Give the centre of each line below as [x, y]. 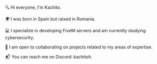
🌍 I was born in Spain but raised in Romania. [50, 19]
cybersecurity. [20, 38]
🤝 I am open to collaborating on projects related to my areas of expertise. [79, 47]
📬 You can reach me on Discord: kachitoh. [49, 57]
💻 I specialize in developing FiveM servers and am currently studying [76, 31]
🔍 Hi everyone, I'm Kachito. [33, 7]
